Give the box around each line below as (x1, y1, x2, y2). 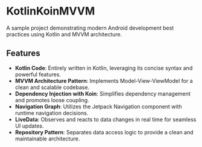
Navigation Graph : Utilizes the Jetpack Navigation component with (14, 103, 182, 110)
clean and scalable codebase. (14, 83, 90, 91)
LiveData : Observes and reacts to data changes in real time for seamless (14, 116, 197, 123)
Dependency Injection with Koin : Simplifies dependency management (14, 90, 191, 97)
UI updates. (14, 122, 44, 129)
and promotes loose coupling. (14, 96, 89, 103)
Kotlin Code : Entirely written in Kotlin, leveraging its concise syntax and (14, 64, 193, 71)
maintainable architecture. (14, 135, 80, 142)
